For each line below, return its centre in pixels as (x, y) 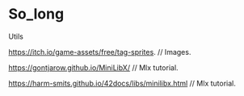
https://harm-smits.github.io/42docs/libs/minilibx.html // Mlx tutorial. (122, 83)
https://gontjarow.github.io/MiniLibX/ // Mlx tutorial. (94, 67)
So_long (36, 14)
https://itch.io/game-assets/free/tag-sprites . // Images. (100, 52)
